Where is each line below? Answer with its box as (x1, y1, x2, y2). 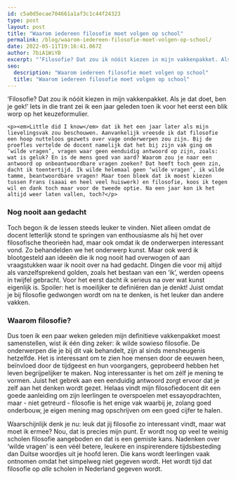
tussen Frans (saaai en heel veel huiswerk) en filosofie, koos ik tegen (7, 179, 228, 186)
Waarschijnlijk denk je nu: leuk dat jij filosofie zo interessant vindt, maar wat (7, 420, 226, 428)
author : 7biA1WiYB (7, 50, 61, 57)
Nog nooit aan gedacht (7, 207, 87, 217)
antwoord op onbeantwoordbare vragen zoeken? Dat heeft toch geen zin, (7, 160, 221, 167)
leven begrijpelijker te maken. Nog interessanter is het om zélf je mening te (7, 368, 223, 377)
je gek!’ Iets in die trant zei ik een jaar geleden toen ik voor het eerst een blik (7, 103, 228, 111)
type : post (7, 17, 39, 24)
